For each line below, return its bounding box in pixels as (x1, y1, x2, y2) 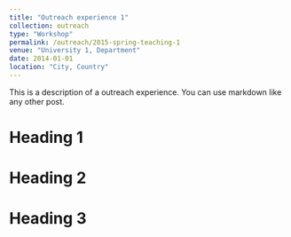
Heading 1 (9, 128, 84, 147)
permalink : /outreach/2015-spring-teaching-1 (9, 37, 180, 47)
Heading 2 (9, 168, 87, 188)
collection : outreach (9, 21, 90, 30)
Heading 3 (9, 209, 87, 229)
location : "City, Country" (9, 63, 109, 72)
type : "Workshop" (9, 29, 74, 38)
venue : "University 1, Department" (9, 46, 141, 55)
